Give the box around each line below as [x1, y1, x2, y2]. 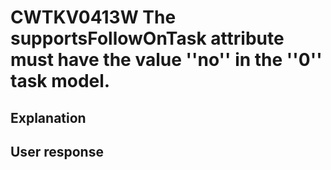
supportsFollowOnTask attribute [10, 27, 285, 50]
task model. [10, 70, 111, 93]
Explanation [10, 109, 87, 126]
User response [10, 143, 104, 160]
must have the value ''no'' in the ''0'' [10, 49, 323, 71]
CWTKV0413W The [10, 6, 177, 29]
